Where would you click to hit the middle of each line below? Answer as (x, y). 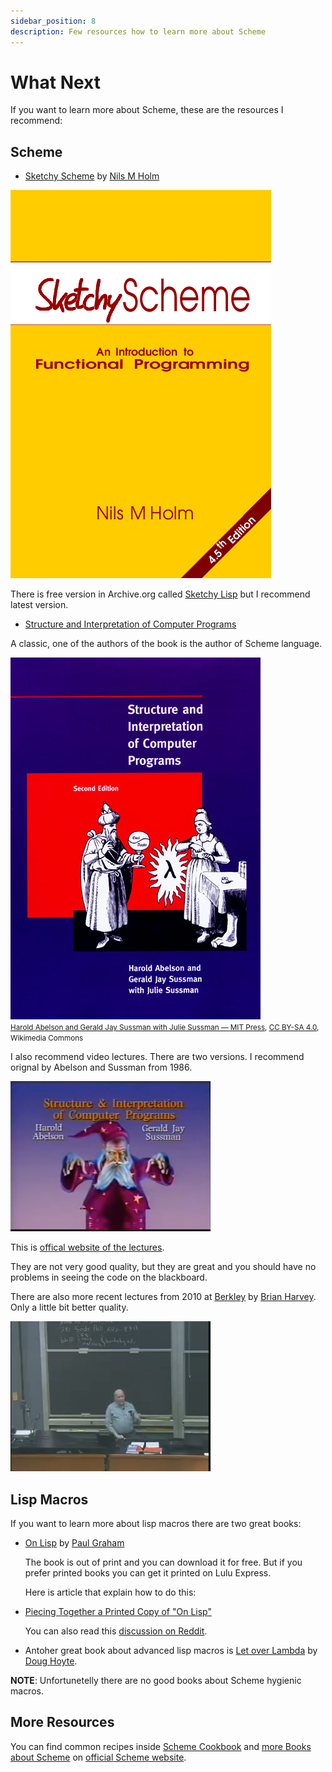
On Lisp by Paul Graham (74, 1543)
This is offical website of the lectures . (87, 1247)
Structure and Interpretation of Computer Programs (130, 624)
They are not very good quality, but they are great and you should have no (163, 1267)
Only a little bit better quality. (69, 1307)
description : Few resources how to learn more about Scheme (138, 31)
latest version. (39, 605)
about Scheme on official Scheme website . (98, 1757)
